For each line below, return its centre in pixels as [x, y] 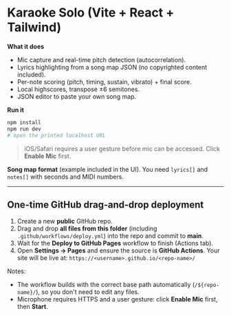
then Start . [32, 307]
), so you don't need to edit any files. [87, 292]
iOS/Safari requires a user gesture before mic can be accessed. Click [122, 148]
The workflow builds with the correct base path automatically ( [106, 285]
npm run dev [24, 129]
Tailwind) [34, 27]
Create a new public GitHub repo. [65, 221]
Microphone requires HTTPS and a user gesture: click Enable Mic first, [117, 299]
